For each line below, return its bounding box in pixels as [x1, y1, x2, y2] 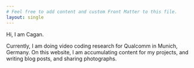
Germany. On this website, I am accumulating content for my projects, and [6, 48, 189, 55]
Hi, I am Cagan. [6, 30, 44, 38]
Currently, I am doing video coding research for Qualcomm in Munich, [6, 42, 178, 50]
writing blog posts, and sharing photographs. [6, 55, 117, 62]
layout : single [6, 14, 44, 20]
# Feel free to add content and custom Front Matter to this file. [6, 8, 178, 15]
